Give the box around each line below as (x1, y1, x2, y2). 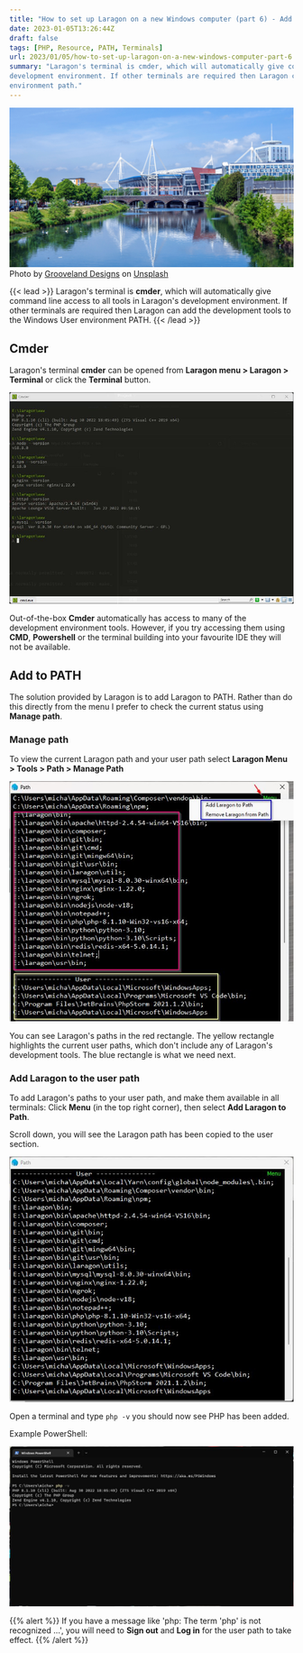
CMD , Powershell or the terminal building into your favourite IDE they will (9, 632, 281, 643)
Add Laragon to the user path (9, 1071, 140, 1084)
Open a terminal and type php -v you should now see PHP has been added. (9, 1410, 290, 1421)
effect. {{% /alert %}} (9, 1634, 89, 1645)
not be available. (9, 641, 70, 653)
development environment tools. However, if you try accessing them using (9, 622, 286, 633)
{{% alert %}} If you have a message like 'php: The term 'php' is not (9, 1615, 262, 1626)
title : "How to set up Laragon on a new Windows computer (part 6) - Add (9, 14, 293, 23)
